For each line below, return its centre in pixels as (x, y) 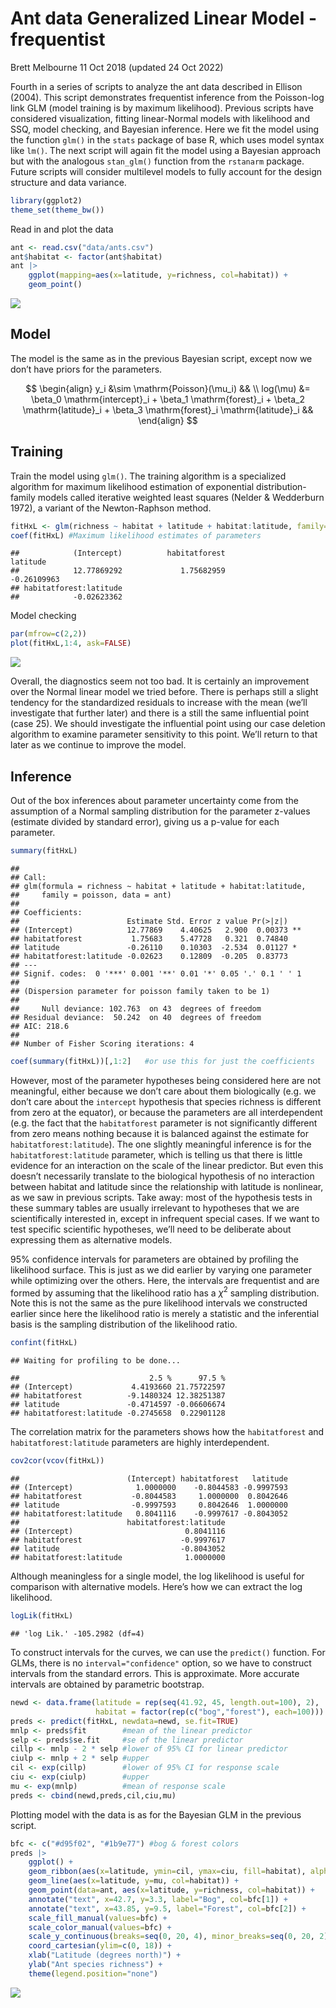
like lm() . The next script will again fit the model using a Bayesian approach (166, 150)
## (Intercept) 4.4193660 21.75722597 (118, 1387)
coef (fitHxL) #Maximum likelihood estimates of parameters (136, 535)
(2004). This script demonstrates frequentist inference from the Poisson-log (167, 97)
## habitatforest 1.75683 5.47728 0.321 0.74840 (149, 938)
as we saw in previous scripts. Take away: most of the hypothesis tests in (161, 1197)
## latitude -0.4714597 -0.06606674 (118, 1405)
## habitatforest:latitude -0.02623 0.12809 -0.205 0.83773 (149, 956)
